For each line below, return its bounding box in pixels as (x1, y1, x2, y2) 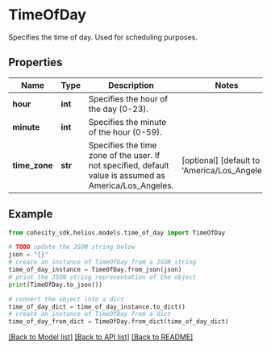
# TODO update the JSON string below (8, 243, 135, 251)
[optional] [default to (181, 155, 261, 166)
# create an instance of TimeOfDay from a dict (8, 310, 172, 318)
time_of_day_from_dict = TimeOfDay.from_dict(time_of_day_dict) (8, 318, 229, 326)
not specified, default (88, 160, 169, 171)
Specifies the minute (88, 116, 167, 127)
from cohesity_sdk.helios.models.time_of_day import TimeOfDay (8, 228, 226, 237)
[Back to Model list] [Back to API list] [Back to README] (8, 332, 194, 342)
